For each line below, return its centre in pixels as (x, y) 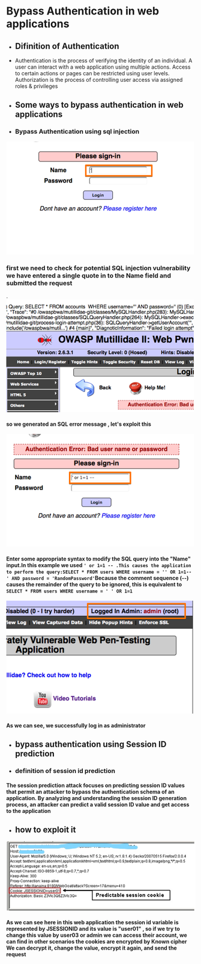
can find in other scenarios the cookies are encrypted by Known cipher (97, 942)
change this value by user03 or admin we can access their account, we (97, 935)
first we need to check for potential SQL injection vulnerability (98, 268)
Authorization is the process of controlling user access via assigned (99, 80)
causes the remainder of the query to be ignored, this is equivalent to (94, 584)
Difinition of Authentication (67, 46)
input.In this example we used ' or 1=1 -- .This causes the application (99, 565)
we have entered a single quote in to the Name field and (89, 275)
